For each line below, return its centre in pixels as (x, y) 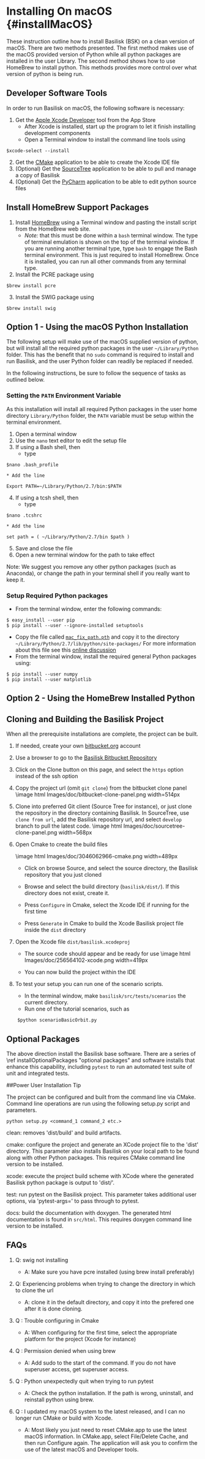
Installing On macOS (59, 11)
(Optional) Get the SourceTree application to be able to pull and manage (106, 168)
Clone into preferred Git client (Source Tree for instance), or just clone (103, 806)
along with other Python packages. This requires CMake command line (96, 1157)
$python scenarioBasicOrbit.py (57, 1020)
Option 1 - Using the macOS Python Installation (97, 327)
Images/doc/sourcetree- (154, 826)
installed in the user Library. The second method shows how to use (91, 61)
